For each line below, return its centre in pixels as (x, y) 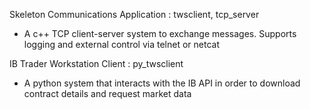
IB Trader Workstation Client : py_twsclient (96, 63)
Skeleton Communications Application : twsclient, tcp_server (134, 14)
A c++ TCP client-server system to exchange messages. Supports (160, 33)
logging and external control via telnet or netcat (121, 44)
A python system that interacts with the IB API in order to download (162, 83)
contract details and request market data (107, 93)
